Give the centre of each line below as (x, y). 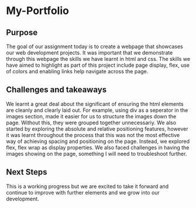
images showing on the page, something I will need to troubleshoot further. (97, 154)
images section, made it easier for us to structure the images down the (91, 116)
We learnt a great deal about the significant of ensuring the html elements (95, 104)
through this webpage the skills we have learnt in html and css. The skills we (98, 59)
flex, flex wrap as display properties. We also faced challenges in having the (98, 147)
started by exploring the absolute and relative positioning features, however (97, 129)
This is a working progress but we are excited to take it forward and (87, 186)
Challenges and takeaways (56, 90)
